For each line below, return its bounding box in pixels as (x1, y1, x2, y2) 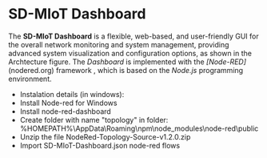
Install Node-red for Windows (19, 98, 118, 107)
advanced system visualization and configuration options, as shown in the (8, 48, 252, 58)
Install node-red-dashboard (19, 106, 112, 116)
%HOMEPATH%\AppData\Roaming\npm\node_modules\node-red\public (19, 124, 259, 133)
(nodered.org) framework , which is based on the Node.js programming (8, 65, 244, 75)
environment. (8, 74, 52, 83)
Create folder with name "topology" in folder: (19, 115, 169, 124)
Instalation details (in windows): (19, 89, 125, 99)
